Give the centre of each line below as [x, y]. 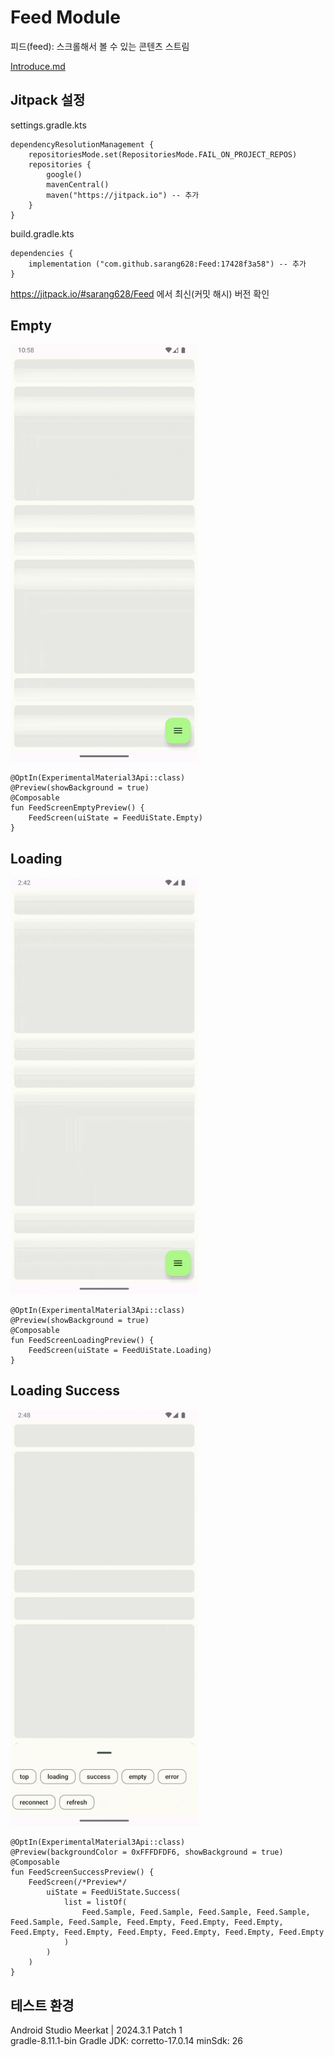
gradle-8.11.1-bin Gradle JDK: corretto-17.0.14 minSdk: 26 [126, 2040]
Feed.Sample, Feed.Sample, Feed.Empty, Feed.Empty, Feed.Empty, [147, 1922]
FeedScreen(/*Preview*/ [78, 1882]
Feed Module [65, 17]
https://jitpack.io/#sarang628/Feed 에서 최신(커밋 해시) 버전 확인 [140, 293]
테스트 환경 [42, 2005]
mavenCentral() [78, 184]
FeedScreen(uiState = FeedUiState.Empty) [115, 818]
